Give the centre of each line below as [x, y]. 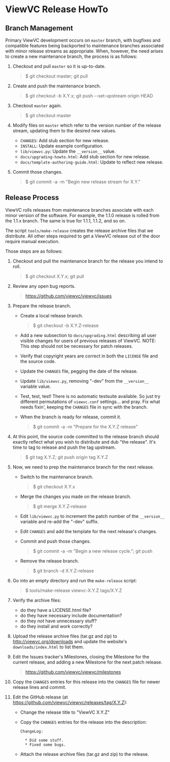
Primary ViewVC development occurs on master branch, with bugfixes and [83, 40]
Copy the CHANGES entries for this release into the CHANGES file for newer [86, 682]
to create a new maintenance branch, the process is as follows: [71, 56]
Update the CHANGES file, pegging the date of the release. [79, 371]
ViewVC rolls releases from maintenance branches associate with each [79, 210]
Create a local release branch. [52, 315]
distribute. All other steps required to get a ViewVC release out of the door [83, 236]
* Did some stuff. [44, 740]
